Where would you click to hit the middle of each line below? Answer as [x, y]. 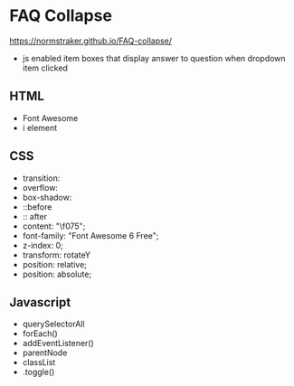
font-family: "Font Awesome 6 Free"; [90, 235]
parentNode [45, 353]
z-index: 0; [43, 245]
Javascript [40, 302]
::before [37, 207]
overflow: [40, 187]
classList [39, 362]
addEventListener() [58, 344]
